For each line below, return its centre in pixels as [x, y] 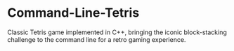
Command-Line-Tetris [73, 13]
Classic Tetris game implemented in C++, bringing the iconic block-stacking [117, 32]
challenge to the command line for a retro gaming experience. [97, 39]
